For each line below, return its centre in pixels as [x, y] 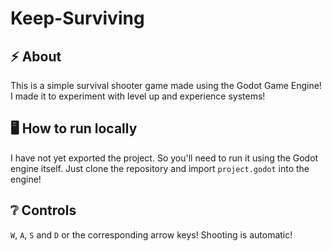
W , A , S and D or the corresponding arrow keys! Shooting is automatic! [151, 234]
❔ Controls [43, 210]
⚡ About [36, 56]
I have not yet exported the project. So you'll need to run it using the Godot [164, 158]
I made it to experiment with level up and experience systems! [138, 96]
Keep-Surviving [77, 18]
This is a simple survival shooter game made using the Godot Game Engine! [166, 85]
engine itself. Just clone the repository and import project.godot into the [160, 168]
